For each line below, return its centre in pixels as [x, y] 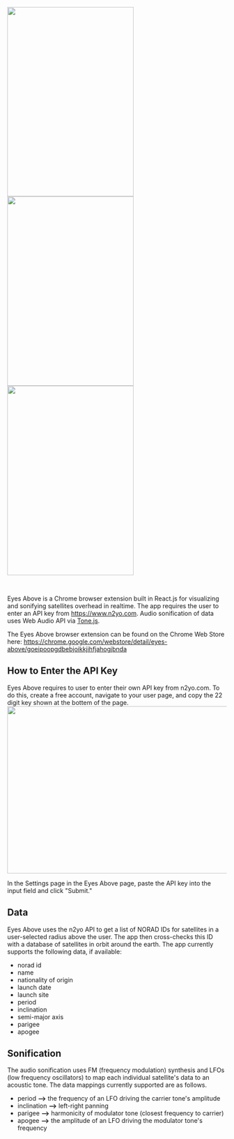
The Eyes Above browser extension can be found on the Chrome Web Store [116, 634]
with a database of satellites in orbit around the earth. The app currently [110, 944]
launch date [34, 987]
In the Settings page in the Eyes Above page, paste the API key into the [109, 883]
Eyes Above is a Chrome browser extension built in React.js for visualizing [113, 598]
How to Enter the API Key [63, 671]
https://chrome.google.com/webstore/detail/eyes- [95, 642]
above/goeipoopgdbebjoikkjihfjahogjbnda [67, 649]
